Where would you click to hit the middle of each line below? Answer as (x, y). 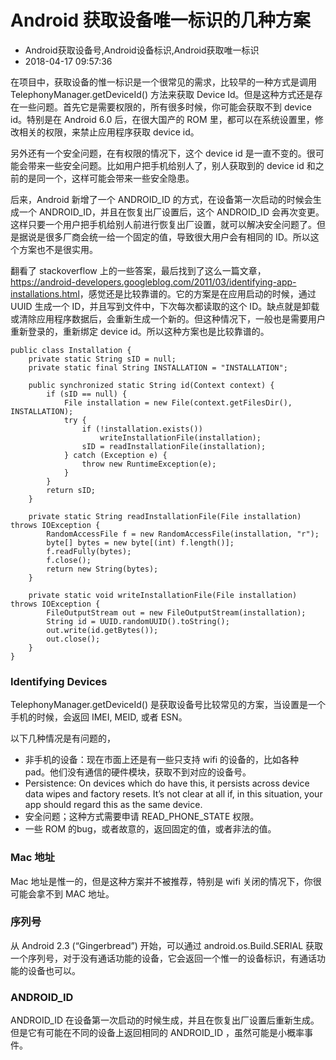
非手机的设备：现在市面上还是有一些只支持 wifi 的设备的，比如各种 (162, 760)
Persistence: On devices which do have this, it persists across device (167, 783)
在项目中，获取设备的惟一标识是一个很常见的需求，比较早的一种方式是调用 (163, 82)
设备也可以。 (54, 970)
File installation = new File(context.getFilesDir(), (178, 402)
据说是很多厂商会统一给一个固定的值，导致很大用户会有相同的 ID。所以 (164, 237)
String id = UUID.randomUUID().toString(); (138, 621)
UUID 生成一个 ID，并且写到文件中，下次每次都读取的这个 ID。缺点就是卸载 (165, 306)
